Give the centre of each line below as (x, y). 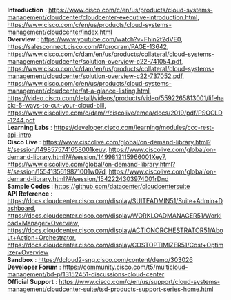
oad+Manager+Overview (42, 223)
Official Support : (32, 282)
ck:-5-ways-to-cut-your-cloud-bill (56, 105)
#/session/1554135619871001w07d (56, 171)
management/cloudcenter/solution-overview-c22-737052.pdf (95, 76)
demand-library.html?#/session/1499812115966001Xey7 (86, 157)
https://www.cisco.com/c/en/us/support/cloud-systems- (139, 282)
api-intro (19, 135)
